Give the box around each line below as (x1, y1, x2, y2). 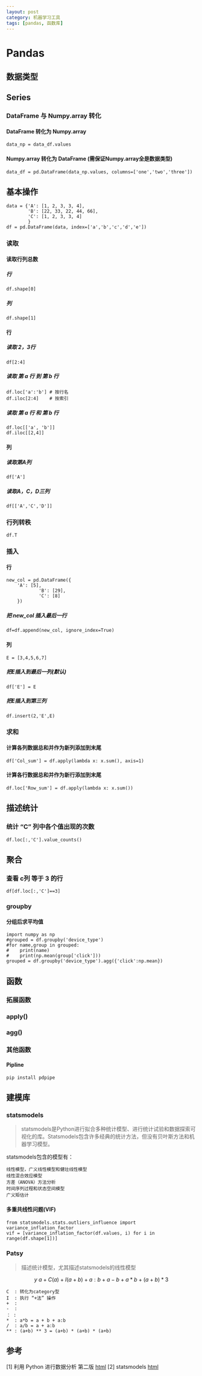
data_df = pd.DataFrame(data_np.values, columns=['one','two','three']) (6, 169, 193, 175)
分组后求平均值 (6, 918, 43, 925)
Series (6, 92, 31, 103)
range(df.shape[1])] (6, 1235, 58, 1241)
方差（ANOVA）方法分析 (6, 1179, 56, 1186)
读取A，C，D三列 (6, 487, 50, 495)
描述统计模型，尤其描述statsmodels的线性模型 (21, 1264, 136, 1271)
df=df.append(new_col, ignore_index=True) (6, 628, 115, 634)
